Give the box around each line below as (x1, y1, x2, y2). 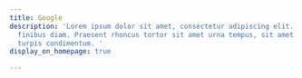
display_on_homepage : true (9, 47, 112, 56)
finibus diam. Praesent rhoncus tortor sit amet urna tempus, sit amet (17, 30, 295, 39)
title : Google (9, 13, 63, 23)
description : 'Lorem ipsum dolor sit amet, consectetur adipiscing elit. (9, 22, 295, 31)
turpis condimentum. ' (17, 38, 103, 48)
